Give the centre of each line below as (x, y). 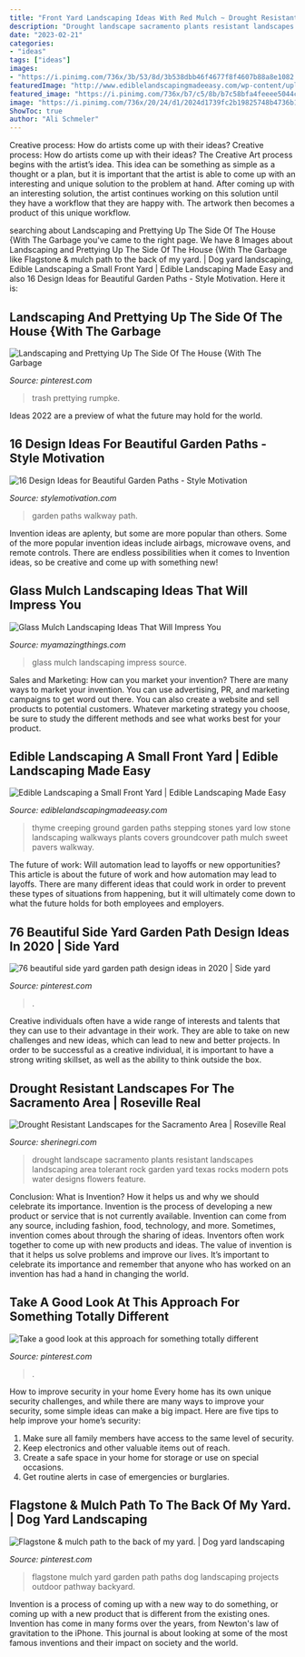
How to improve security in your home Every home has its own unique (141, 1391)
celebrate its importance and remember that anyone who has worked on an (150, 1264)
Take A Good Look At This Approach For (125, 1303)
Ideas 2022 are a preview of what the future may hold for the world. (136, 416)
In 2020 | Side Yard (64, 946)
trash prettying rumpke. (76, 397)
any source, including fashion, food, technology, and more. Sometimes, (143, 1225)
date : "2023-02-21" (46, 35)
